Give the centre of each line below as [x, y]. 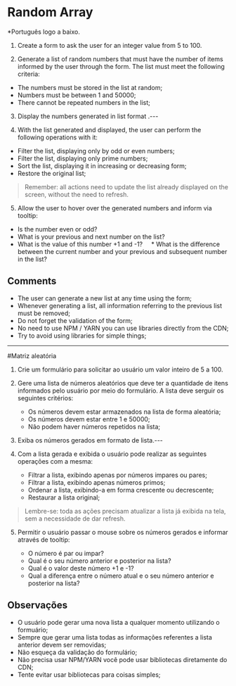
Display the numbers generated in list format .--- [88, 116]
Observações [38, 605]
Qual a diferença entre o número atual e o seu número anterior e [121, 576]
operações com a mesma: [55, 461]
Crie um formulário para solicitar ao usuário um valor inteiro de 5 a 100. [120, 369]
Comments [32, 281]
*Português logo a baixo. [44, 32]
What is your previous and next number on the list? [91, 236]
